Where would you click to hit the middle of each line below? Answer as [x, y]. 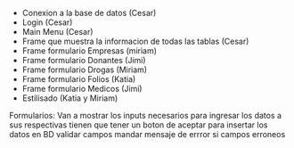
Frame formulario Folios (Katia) [79, 79]
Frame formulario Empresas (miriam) [90, 51]
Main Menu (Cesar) [57, 32]
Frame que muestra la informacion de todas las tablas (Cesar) [135, 41]
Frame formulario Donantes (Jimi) [84, 60]
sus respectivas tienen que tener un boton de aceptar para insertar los [139, 125]
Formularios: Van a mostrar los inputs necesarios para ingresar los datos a [146, 115]
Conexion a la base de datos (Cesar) [89, 13]
